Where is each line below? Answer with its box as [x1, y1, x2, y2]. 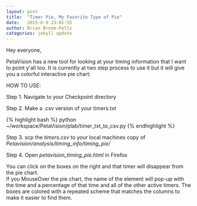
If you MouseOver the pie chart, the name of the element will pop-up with [6, 175, 184, 182]
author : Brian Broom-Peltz [6, 25, 72, 31]
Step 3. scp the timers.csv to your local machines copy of [6, 134, 146, 141]
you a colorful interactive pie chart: [6, 71, 91, 78]
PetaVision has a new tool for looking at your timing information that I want [6, 58, 186, 65]
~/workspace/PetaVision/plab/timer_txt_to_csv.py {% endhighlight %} [6, 122, 175, 129]
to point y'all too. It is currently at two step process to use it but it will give [6, 64, 185, 71]
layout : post [6, 8, 38, 15]
